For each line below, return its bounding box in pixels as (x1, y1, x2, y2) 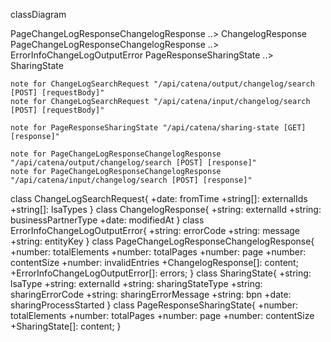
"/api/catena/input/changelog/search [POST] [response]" (10, 175, 253, 185)
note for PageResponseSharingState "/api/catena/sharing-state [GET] (10, 123, 307, 133)
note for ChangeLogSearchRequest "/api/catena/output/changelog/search (10, 79, 315, 89)
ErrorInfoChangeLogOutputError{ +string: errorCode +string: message (10, 225, 300, 236)
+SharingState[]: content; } (10, 320, 122, 332)
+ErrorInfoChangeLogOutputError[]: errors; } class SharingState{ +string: (10, 267, 312, 279)
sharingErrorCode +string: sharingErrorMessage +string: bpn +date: (10, 289, 292, 300)
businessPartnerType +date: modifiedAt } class (10, 214, 205, 226)
